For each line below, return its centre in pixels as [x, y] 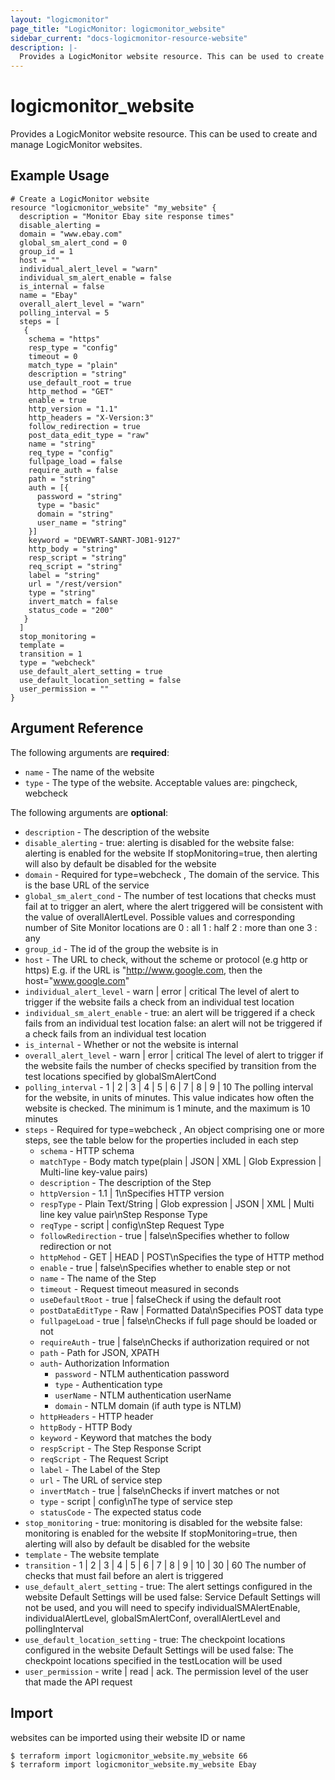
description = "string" [78, 374]
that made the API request [78, 1682]
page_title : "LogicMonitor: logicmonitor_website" [118, 29]
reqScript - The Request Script [104, 1458]
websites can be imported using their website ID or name [128, 1737]
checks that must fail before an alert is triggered [124, 1575]
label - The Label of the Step [100, 1469]
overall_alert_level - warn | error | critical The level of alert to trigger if [174, 1055]
